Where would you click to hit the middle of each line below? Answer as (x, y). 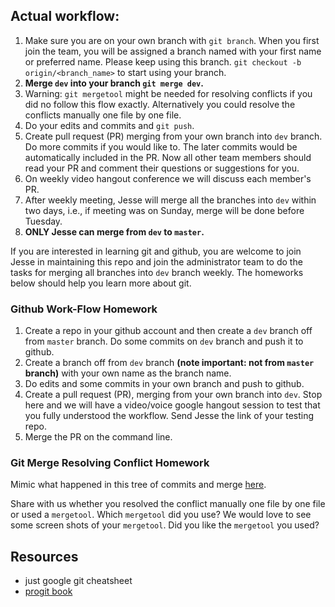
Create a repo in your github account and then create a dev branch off (168, 331)
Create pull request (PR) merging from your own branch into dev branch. (173, 136)
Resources (44, 556)
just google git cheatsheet (78, 581)
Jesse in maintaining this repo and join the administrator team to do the (156, 261)
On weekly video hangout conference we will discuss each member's (168, 178)
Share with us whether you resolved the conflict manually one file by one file (168, 504)
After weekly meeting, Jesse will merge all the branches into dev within (170, 200)
